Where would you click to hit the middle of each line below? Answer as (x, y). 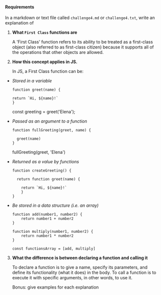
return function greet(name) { (49, 179)
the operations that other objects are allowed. (58, 52)
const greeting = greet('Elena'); (44, 112)
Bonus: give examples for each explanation (55, 287)
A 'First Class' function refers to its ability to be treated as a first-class (82, 42)
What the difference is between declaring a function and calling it (80, 258)
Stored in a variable (32, 81)
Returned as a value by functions (46, 162)
